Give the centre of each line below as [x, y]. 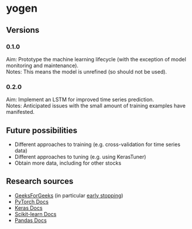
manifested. [20, 112]
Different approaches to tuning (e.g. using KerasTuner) [80, 157]
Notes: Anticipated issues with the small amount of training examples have [96, 106]
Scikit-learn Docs [35, 214]
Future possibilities [42, 130]
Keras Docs [28, 208]
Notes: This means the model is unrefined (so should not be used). [87, 71]
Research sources [40, 181]
